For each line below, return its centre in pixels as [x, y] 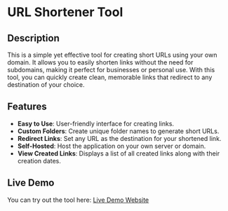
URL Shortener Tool [65, 12]
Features [27, 107]
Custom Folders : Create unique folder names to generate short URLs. [118, 131]
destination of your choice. [46, 84]
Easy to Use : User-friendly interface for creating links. [95, 123]
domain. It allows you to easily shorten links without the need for [100, 62]
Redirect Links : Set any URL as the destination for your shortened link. [119, 138]
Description [33, 38]
